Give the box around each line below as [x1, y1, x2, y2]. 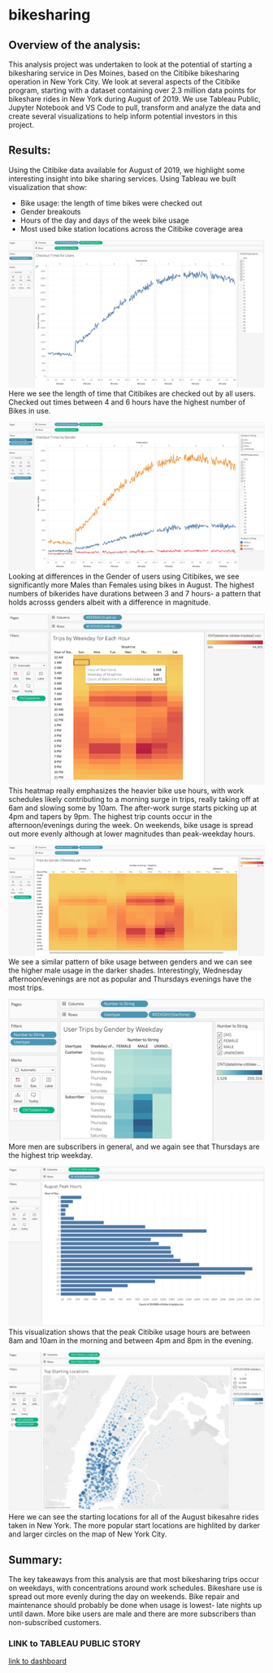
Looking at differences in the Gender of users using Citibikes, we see [8, 571, 240, 582]
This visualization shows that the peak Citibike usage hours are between [8, 1327, 251, 1337]
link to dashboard [8, 1656, 67, 1666]
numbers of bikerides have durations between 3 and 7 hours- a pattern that [8, 589, 262, 599]
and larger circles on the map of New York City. [8, 1529, 167, 1539]
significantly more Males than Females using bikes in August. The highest [8, 580, 254, 590]
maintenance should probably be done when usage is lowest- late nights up [8, 1601, 262, 1610]
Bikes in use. [8, 406, 51, 416]
